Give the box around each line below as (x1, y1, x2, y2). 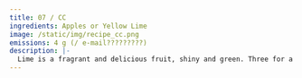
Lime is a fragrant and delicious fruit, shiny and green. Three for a (17, 55, 294, 64)
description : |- (9, 47, 71, 56)
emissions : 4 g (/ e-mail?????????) (9, 38, 147, 48)
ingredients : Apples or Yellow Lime (9, 22, 147, 30)
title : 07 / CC (9, 13, 67, 22)
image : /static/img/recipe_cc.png (9, 30, 140, 39)
